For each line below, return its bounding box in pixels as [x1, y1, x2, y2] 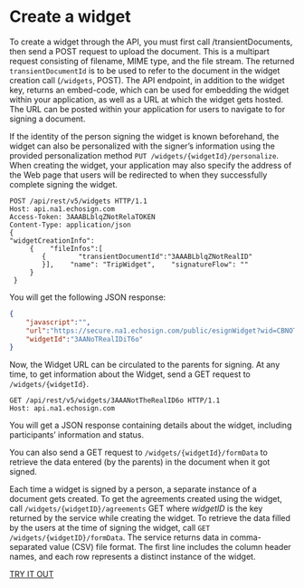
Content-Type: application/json [9, 220, 131, 229]
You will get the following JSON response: [9, 292, 166, 303]
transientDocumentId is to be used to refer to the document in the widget [9, 65, 280, 76]
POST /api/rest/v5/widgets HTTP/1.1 [9, 197, 147, 206]
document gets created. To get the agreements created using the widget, [9, 494, 283, 505]
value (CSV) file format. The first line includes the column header [49, 542, 291, 553]
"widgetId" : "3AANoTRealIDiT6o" [25, 334, 144, 343]
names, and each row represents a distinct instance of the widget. [9, 551, 256, 563]
